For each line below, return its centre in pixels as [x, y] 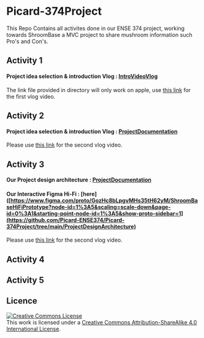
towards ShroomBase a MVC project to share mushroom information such [100, 34]
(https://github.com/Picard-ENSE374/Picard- [66, 220]
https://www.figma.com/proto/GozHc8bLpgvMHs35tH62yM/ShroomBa [104, 200]
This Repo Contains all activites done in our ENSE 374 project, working [96, 28]
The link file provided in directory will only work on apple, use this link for [99, 90]
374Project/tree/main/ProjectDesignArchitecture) [71, 226]
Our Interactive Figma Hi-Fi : [43, 194]
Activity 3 [25, 164]
